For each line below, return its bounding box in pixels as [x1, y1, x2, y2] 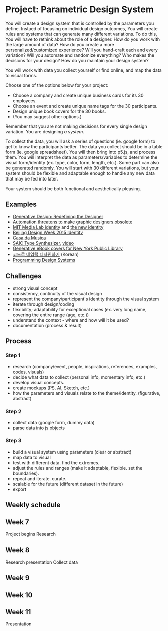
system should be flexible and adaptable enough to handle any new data [5, 170, 155, 176]
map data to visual [12, 454, 51, 460]
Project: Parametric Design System [5, 4, 154, 15]
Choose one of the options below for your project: [5, 82, 109, 88]
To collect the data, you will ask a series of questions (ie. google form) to [5, 138, 156, 144]
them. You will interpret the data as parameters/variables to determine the [5, 154, 158, 160]
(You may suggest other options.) [12, 113, 82, 119]
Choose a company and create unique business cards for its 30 [12, 92, 144, 98]
